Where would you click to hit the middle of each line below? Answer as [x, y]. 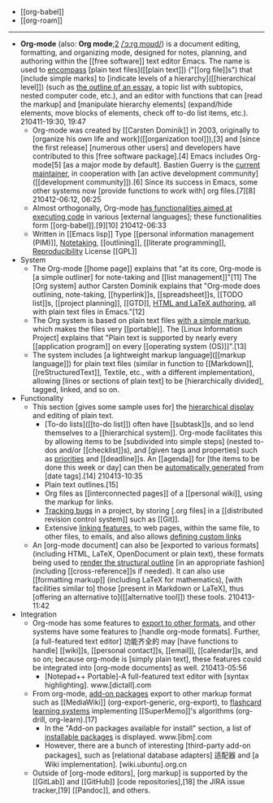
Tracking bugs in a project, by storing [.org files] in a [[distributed [154, 511]
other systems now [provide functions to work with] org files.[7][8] [144, 191]
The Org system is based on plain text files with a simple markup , [142, 320]
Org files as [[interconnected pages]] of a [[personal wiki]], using [153, 493]
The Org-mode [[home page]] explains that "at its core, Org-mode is [147, 268]
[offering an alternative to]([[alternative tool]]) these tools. [129, 597]
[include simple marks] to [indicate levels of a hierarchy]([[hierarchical [138, 78]
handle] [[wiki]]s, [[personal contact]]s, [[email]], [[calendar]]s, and [145, 650]
